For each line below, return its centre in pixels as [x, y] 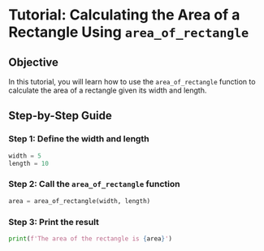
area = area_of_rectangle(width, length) [80, 201]
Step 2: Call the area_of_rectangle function [94, 184]
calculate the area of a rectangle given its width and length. [108, 90]
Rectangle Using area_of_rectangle [129, 32]
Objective [34, 62]
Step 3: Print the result [54, 222]
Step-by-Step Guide [60, 116]
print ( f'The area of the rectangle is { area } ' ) [91, 238]
